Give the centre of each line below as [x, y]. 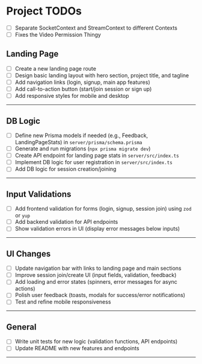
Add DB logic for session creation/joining [66, 169]
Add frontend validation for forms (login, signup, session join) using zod [103, 209]
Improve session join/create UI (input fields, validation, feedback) [96, 275]
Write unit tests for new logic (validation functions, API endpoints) [96, 342]
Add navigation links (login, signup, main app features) [82, 82]
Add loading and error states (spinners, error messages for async [96, 282]
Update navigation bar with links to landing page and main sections [98, 268]
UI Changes [29, 254]
